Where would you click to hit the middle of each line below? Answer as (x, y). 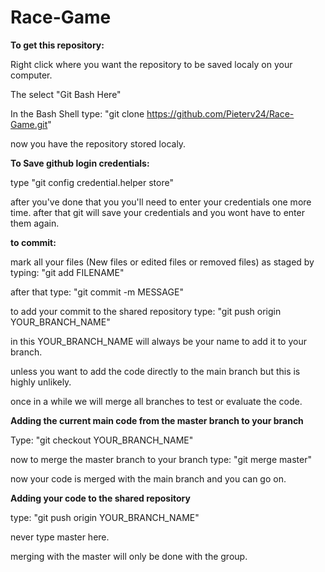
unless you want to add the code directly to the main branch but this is (155, 371)
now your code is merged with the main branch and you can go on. (148, 478)
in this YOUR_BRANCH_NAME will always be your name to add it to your (158, 341)
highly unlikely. (41, 382)
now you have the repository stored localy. (98, 143)
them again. (35, 223)
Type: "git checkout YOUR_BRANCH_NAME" (102, 440)
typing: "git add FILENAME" (67, 272)
